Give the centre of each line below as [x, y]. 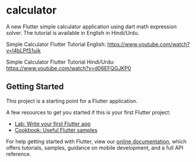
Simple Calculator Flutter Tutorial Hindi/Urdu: [60, 62]
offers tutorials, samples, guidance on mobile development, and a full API [95, 147]
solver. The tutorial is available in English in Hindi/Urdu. [73, 32]
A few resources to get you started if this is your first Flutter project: [88, 112]
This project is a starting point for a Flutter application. [72, 101]
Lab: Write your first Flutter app [53, 124]
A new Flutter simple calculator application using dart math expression [92, 27]
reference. [19, 154]
